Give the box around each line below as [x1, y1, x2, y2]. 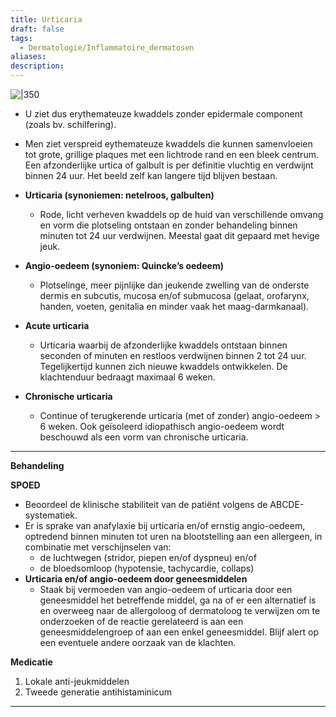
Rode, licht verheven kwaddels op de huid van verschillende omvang [39, 209, 324, 220]
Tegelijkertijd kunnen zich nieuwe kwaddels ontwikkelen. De [39, 361, 288, 372]
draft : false [10, 24, 65, 34]
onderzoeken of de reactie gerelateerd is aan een [39, 616, 244, 627]
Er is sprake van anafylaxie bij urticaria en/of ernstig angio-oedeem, [24, 520, 306, 531]
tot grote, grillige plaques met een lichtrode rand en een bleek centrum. [24, 149, 319, 160]
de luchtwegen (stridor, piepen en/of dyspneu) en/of [39, 552, 257, 563]
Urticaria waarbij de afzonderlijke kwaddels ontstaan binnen [39, 339, 288, 351]
